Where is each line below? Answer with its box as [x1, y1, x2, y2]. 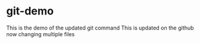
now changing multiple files [6, 30, 75, 37]
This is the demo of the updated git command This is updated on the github [6, 24, 195, 31]
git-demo [6, 4, 54, 18]
